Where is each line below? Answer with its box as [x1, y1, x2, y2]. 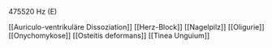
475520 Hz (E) [8, 7, 58, 16]
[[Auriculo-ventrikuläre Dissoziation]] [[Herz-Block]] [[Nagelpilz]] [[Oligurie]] [8, 22, 266, 31]
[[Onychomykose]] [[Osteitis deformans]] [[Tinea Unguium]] [8, 31, 210, 40]
